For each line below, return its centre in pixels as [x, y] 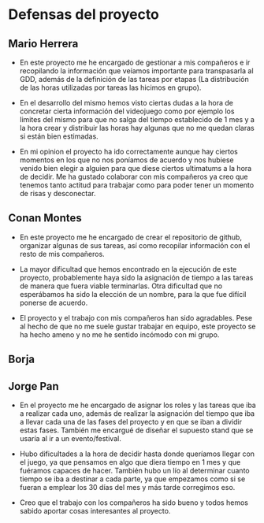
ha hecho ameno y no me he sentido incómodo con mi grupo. [119, 334]
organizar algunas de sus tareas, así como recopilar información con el [135, 245]
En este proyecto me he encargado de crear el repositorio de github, [131, 237]
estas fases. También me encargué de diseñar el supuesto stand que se [136, 430]
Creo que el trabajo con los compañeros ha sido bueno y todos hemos [134, 503]
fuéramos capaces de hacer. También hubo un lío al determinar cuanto [134, 471]
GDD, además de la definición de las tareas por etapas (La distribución [134, 79]
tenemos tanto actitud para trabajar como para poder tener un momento [137, 185]
